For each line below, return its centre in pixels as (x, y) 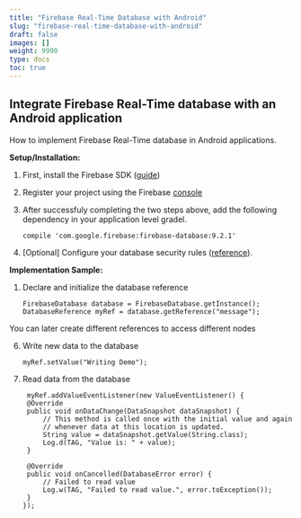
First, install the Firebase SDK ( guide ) (91, 174)
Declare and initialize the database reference (105, 287)
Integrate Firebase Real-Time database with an (143, 104)
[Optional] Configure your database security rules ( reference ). (137, 252)
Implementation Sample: (56, 270)
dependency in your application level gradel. (104, 219)
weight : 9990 (34, 51)
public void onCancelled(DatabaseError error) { (120, 474)
